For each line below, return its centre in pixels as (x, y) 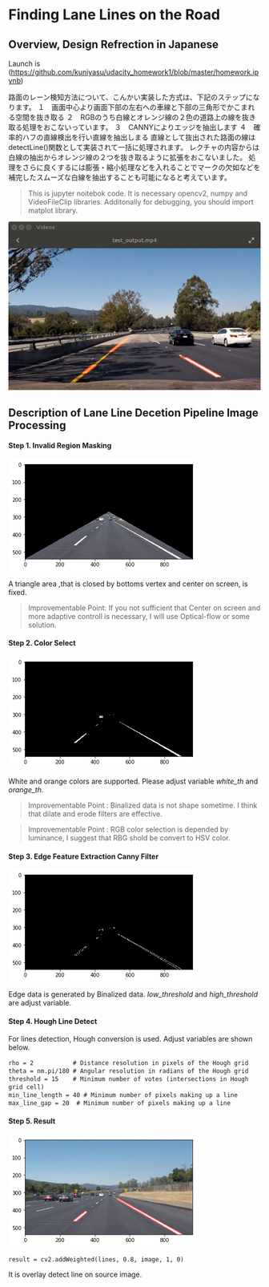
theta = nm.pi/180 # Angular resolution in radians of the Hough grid (128, 1071)
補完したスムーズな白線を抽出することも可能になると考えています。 (120, 177)
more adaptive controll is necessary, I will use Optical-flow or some (139, 616)
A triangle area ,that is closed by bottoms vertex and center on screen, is (128, 584)
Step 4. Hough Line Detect (53, 1021)
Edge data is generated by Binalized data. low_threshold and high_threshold (133, 994)
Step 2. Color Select (42, 643)
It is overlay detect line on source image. (75, 1274)
